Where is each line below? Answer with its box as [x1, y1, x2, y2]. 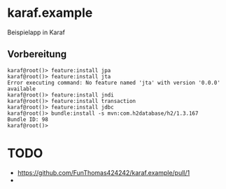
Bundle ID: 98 [7, 115, 49, 123]
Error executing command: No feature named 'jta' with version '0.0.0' [7, 79, 220, 86]
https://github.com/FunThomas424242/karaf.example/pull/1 [17, 168, 190, 176]
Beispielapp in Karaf [7, 28, 65, 36]
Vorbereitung [7, 48, 67, 60]
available [7, 85, 36, 92]
